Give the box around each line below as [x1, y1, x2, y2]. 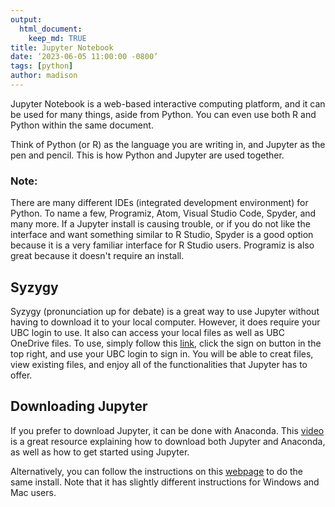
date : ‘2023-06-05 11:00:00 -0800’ [10, 52, 159, 62]
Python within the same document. [10, 119, 154, 131]
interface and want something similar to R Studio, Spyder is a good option [10, 229, 314, 241]
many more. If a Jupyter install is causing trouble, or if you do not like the [10, 218, 311, 230]
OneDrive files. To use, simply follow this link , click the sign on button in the [10, 337, 322, 349]
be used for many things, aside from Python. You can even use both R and [10, 108, 317, 120]
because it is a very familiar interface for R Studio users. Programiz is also [10, 239, 315, 251]
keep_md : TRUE [28, 33, 87, 43]
